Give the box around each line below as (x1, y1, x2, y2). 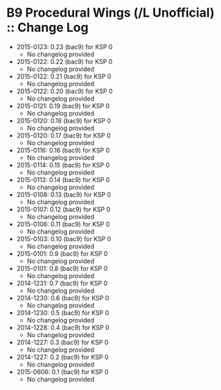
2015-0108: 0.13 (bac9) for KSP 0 (16, 190, 112, 199)
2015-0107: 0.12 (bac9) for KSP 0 (16, 205, 111, 213)
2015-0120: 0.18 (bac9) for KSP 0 (16, 116, 112, 124)
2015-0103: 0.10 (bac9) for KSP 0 (16, 234, 112, 243)
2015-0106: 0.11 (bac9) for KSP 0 (16, 220, 110, 228)
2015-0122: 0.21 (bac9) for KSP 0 (16, 72, 112, 81)
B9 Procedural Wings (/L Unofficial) (6, 5, 215, 21)
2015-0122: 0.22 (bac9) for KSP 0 (16, 57, 113, 65)
